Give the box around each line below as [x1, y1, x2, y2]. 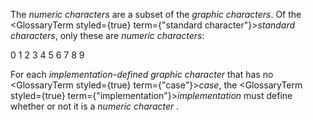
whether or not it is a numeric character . [10, 100, 180, 112]
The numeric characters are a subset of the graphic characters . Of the [10, 9, 302, 20]
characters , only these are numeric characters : [10, 30, 205, 41]
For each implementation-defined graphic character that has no [10, 69, 274, 80]
